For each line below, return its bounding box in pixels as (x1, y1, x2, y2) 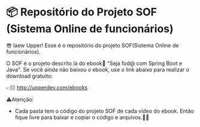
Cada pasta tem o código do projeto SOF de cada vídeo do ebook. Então (14, 107, 195, 114)
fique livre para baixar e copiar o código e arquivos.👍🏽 (14, 113, 150, 120)
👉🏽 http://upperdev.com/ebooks (6, 83, 88, 91)
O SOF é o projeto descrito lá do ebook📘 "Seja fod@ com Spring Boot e (6, 60, 183, 67)
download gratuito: (6, 72, 53, 79)
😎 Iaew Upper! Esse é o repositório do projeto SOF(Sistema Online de (6, 42, 179, 49)
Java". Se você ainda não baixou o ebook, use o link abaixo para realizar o (6, 66, 190, 73)
